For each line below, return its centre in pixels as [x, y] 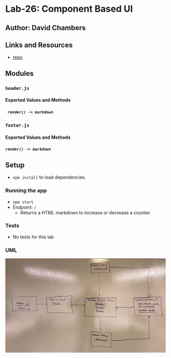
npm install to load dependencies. [49, 177]
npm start [23, 202]
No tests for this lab [33, 237]
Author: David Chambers [46, 28]
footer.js [17, 125]
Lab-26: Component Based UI [69, 9]
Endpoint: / [24, 207]
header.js [17, 88]
